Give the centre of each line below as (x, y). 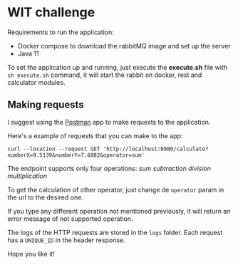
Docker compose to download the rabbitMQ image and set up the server (124, 46)
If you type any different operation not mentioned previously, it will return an (119, 211)
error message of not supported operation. (70, 219)
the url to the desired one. (45, 197)
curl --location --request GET (54, 149)
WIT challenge (51, 12)
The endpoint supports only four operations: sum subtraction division (109, 168)
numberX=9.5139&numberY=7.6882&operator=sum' (76, 155)
